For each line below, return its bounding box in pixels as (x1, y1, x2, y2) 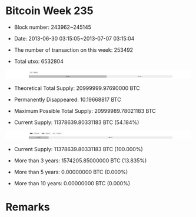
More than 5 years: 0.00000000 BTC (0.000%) (14, 169, 128, 176)
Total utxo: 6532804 (14, 58, 64, 65)
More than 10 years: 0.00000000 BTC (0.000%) (14, 180, 131, 187)
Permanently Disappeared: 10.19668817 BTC (14, 96, 121, 104)
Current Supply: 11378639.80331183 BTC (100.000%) (14, 146, 143, 153)
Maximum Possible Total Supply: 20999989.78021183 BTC (14, 108, 156, 115)
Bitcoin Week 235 (5, 4, 94, 18)
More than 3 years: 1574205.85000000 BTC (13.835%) (14, 157, 147, 164)
